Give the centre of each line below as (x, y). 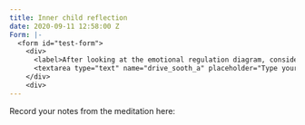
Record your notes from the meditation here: (92, 111)
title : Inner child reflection (69, 18)
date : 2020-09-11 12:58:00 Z (64, 26)
